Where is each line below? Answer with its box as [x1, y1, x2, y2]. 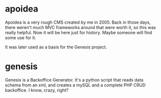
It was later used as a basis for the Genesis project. [5, 44, 107, 50]
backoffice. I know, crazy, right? [5, 87, 69, 93]
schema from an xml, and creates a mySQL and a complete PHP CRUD [5, 82, 146, 88]
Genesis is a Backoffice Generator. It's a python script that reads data [5, 77, 144, 83]
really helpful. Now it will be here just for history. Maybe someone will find [5, 29, 152, 35]
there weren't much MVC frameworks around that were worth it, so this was [5, 24, 156, 30]
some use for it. [5, 35, 36, 41]
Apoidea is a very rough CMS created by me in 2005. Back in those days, [5, 19, 151, 25]
